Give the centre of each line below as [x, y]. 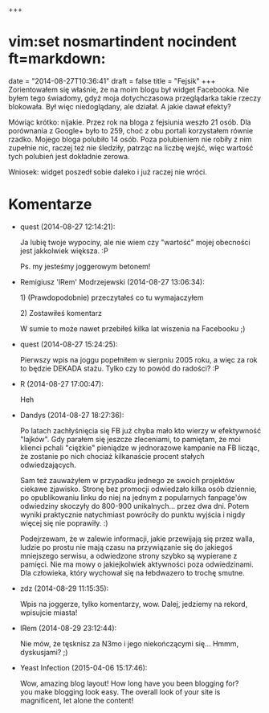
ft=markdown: [57, 59]
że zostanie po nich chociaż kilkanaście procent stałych [112, 456]
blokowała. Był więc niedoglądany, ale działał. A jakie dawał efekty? [120, 106]
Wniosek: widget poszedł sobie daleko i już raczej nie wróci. [108, 172]
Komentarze [50, 205]
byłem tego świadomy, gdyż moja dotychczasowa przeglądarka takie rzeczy [135, 98]
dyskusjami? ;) [44, 652]
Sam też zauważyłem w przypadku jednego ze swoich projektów [127, 480]
